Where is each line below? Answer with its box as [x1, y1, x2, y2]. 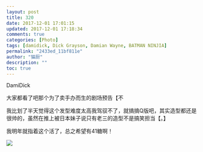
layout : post [6, 8, 40, 15]
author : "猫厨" [6, 54, 43, 60]
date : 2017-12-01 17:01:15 [6, 20, 75, 26]
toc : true [6, 65, 32, 71]
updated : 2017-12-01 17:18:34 [6, 25, 83, 32]
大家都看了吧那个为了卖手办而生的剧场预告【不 [6, 94, 123, 102]
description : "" [6, 59, 47, 65]
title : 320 [6, 15, 34, 21]
